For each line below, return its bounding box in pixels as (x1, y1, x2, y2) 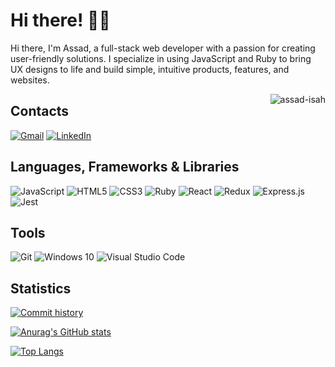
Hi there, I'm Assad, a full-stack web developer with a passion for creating (10, 42, 316, 54)
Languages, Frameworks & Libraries (10, 159, 240, 176)
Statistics (10, 280, 72, 297)
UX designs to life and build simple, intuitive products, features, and (10, 63, 290, 75)
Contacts (10, 103, 70, 120)
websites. (10, 74, 50, 86)
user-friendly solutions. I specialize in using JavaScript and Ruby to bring (10, 52, 312, 64)
